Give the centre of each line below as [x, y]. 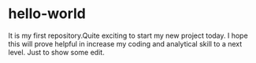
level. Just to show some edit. [56, 52]
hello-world [47, 14]
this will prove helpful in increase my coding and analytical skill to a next [125, 43]
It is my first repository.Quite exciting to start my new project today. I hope [128, 35]
